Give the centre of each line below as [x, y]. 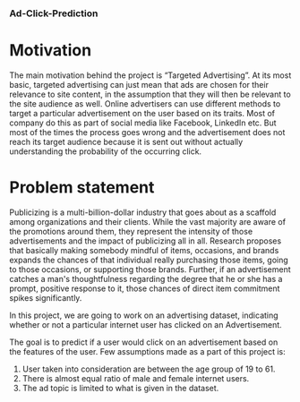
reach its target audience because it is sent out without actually [126, 141]
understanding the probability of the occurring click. [106, 151]
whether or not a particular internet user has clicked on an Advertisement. [146, 324]
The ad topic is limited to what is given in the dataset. [120, 388]
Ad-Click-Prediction [54, 13]
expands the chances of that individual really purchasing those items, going [149, 260]
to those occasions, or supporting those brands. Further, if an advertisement [150, 269]
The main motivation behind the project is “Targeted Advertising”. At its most [150, 75]
